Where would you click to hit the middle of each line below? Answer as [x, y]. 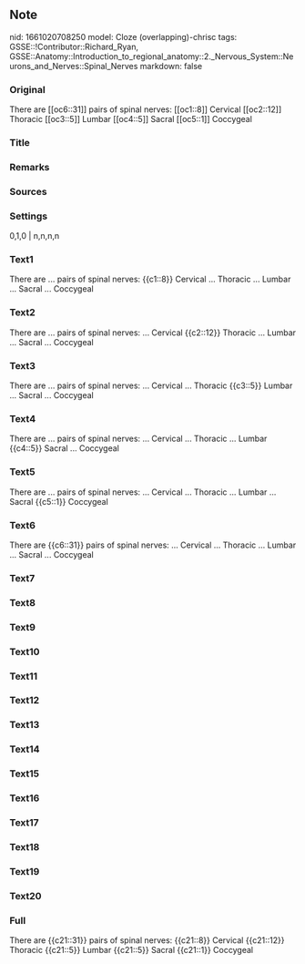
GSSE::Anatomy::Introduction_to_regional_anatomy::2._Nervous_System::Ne [152, 56]
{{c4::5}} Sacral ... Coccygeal [65, 448]
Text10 [25, 651]
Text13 [25, 725]
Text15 [25, 774]
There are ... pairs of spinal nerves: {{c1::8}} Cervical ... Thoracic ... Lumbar [150, 279]
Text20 [26, 896]
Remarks [30, 167]
